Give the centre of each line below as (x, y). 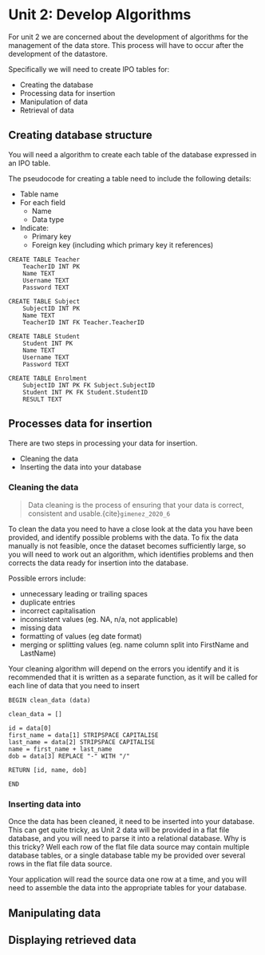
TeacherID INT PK (51, 266)
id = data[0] (30, 728)
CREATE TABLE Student (44, 336)
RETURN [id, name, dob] (48, 770)
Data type (48, 219)
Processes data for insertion (81, 424)
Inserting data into (45, 804)
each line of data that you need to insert (74, 685)
